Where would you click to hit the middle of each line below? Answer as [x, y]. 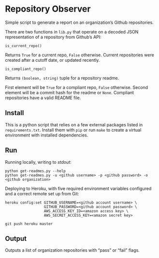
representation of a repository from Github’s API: [53, 37]
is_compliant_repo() [26, 69]
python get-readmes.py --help [36, 171]
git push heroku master [29, 224]
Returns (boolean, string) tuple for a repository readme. [62, 78]
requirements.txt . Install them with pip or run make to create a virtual [73, 130]
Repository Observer [48, 9]
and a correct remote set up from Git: [42, 193]
